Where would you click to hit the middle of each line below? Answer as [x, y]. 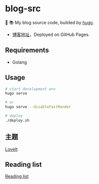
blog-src [23, 9]
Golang [19, 62]
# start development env [30, 89]
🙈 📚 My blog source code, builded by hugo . [50, 22]
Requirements [27, 50]
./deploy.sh [17, 120]
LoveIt [12, 149]
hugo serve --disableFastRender [38, 107]
